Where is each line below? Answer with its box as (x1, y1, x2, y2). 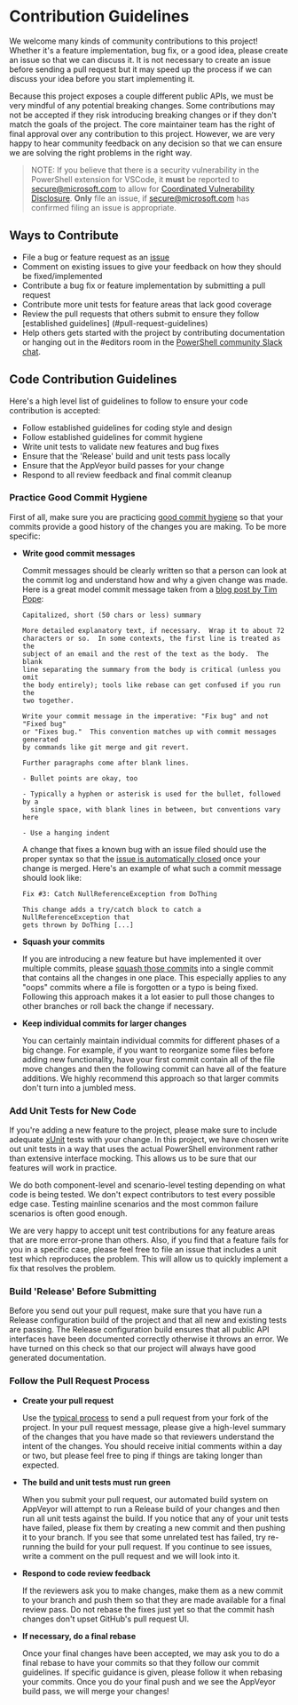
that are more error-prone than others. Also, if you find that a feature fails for (9, 1235, 289, 1245)
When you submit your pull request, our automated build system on (21, 1493, 269, 1504)
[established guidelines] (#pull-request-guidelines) (21, 317, 208, 328)
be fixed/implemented (21, 270, 103, 281)
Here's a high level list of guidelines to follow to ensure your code (9, 396, 248, 406)
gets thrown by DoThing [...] (21, 920, 135, 930)
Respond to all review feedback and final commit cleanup (21, 469, 232, 480)
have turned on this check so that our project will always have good (9, 1343, 256, 1354)
